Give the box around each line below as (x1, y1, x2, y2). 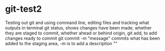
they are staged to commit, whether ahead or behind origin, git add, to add (5, 30, 157, 36)
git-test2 (5, 3, 42, 15)
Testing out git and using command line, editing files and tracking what (5, 20, 149, 25)
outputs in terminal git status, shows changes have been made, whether (5, 25, 152, 30)
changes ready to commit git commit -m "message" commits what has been (5, 35, 161, 41)
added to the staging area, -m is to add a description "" (5, 40, 118, 46)
